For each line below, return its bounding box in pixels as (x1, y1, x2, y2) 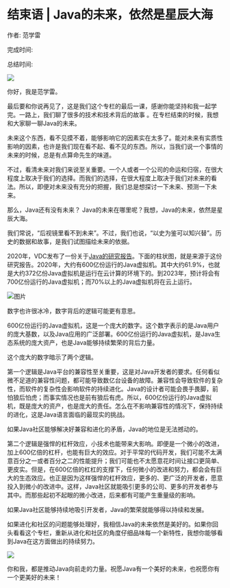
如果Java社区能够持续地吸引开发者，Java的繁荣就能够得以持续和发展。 (7, 505, 208, 513)
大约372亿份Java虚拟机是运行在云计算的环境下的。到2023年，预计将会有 (12, 269, 220, 277)
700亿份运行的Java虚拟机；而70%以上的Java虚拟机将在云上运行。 (7, 278, 196, 286)
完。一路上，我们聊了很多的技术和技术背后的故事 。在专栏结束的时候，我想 (7, 110, 219, 119)
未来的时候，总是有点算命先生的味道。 (7, 151, 115, 159)
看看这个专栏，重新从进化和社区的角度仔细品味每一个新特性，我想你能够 (12, 528, 217, 537)
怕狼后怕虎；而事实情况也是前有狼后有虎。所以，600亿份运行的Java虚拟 (7, 393, 212, 402)
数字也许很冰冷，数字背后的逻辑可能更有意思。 (7, 306, 139, 315)
